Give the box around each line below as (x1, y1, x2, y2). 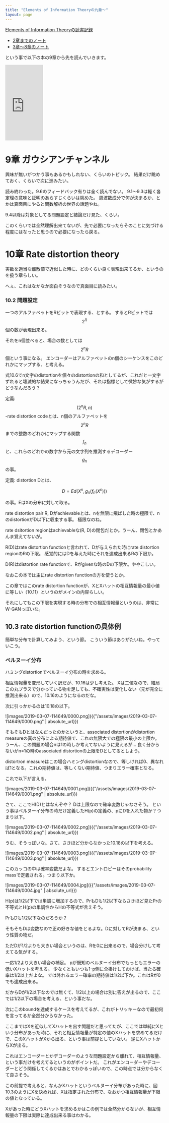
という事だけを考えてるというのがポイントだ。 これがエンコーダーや (5, 1059, 147, 1066)
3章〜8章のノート (12, 43, 49, 49)
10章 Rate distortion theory (5, 248, 120, 260)
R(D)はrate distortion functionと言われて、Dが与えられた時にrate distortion (5, 544, 159, 550)
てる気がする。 (9, 949, 41, 955)
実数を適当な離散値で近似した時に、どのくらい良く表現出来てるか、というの (5, 266, 164, 272)
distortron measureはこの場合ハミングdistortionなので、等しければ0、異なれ (5, 758, 164, 764)
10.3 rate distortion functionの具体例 (5, 622, 121, 631)
